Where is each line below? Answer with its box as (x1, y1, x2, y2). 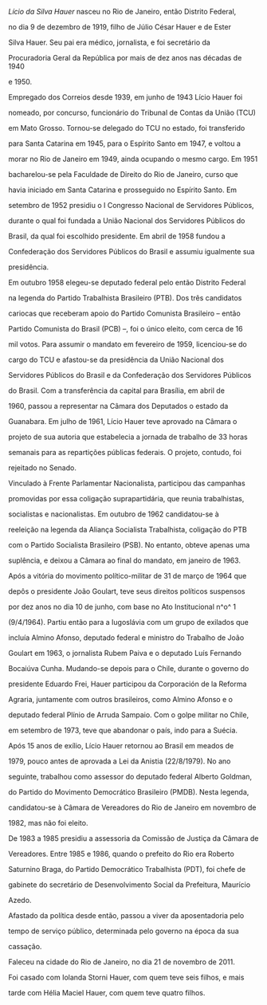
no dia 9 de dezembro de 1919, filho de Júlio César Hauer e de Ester (8, 22, 231, 31)
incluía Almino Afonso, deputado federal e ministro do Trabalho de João (8, 633, 245, 642)
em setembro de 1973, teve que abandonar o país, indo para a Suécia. (8, 725, 238, 735)
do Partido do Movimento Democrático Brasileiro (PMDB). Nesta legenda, (8, 787, 249, 796)
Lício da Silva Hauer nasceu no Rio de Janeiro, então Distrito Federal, (8, 7, 237, 16)
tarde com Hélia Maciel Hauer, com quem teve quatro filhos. (8, 988, 206, 997)
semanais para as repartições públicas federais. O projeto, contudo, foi (8, 448, 241, 457)
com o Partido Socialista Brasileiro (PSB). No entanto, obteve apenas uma (8, 540, 250, 549)
